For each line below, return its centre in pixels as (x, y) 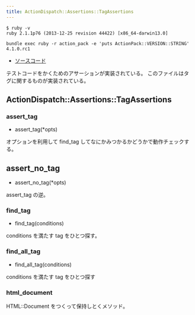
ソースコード (30, 61)
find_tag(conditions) (39, 223)
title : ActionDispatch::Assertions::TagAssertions (70, 12)
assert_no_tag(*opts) (40, 182)
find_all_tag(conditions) (43, 264)
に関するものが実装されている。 (50, 80)
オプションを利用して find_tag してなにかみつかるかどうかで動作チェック (95, 142)
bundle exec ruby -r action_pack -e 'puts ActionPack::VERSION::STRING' (98, 43)
